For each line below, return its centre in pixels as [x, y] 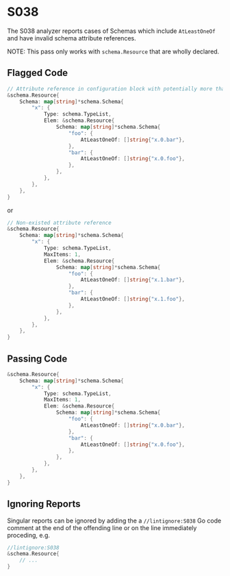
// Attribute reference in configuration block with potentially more [110, 89]
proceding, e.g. [28, 535]
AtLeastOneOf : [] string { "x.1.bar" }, [133, 280]
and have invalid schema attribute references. [72, 38]
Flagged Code [38, 73]
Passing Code [37, 359]
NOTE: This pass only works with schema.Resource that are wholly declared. [113, 51]
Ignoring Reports [44, 504]
